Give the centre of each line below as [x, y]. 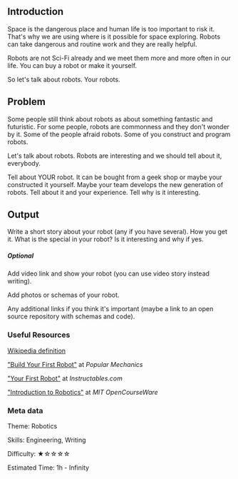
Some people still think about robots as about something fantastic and [110, 119]
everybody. [24, 163]
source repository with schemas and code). [71, 316]
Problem [27, 102]
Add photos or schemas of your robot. [63, 295]
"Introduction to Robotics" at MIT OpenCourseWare [83, 392]
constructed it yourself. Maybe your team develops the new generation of [115, 184]
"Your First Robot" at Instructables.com [65, 378]
